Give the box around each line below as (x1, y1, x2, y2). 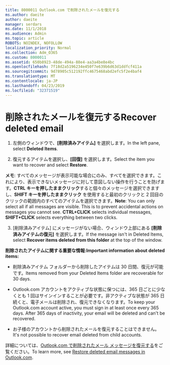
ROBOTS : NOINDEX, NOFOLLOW (5, 41, 62, 46)
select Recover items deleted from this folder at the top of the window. (12, 237, 163, 243)
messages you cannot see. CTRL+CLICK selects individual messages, (5, 209, 152, 215)
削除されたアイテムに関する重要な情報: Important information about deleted (5, 247, 165, 254)
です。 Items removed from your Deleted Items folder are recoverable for (12, 270, 164, 276)
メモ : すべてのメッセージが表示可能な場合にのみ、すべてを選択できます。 (5, 173, 157, 179)
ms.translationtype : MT (5, 74, 56, 79)
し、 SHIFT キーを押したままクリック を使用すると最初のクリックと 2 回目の (5, 191, 164, 198)
